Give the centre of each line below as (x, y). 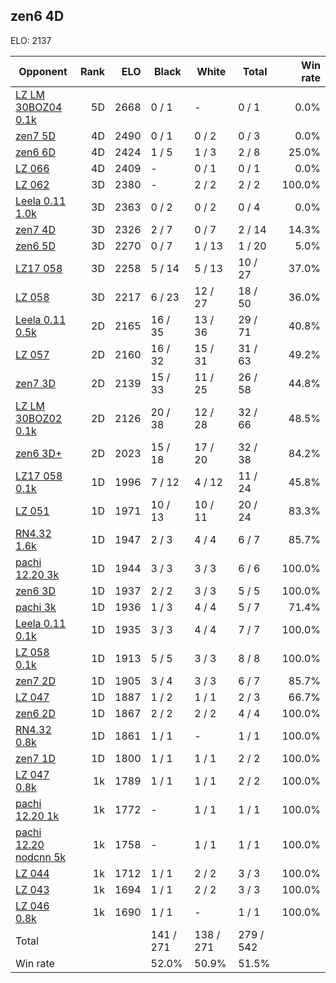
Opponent (43, 71)
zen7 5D (35, 136)
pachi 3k (36, 607)
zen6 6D (35, 152)
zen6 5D (35, 246)
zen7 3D (35, 383)
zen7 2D (35, 681)
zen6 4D (37, 16)
